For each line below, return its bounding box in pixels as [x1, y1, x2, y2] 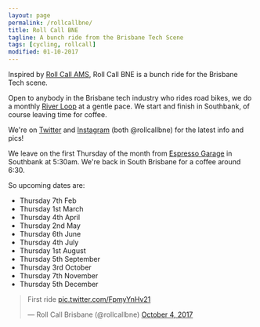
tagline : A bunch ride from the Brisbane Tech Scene [8, 33, 184, 42]
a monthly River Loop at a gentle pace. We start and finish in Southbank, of [8, 101, 251, 111]
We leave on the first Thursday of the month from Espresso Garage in [8, 149, 233, 158]
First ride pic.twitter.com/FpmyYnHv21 [27, 295, 151, 303]
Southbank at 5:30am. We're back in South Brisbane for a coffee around [8, 157, 241, 166]
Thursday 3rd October [19, 263, 92, 272]
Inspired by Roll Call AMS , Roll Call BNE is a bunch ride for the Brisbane [8, 70, 238, 79]
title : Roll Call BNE [8, 26, 79, 34]
